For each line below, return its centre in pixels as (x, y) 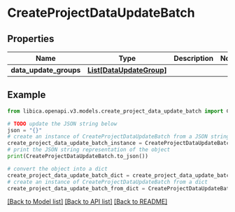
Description (194, 58)
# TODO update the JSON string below (62, 124)
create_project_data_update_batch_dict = (69, 175)
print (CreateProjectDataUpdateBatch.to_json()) (78, 156)
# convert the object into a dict (58, 169)
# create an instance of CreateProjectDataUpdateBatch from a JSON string (119, 137)
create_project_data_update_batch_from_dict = (76, 188)
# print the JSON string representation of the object (89, 150)
